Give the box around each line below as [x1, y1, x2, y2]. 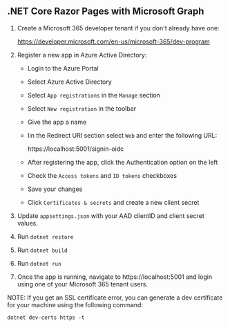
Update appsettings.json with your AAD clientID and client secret [17, 211, 205, 220]
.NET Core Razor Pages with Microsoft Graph [7, 6, 204, 17]
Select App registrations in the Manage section [27, 91, 161, 99]
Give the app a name [27, 118, 87, 126]
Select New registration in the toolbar [27, 104, 137, 113]
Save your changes [27, 185, 83, 193]
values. [17, 219, 38, 227]
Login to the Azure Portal [27, 64, 99, 72]
